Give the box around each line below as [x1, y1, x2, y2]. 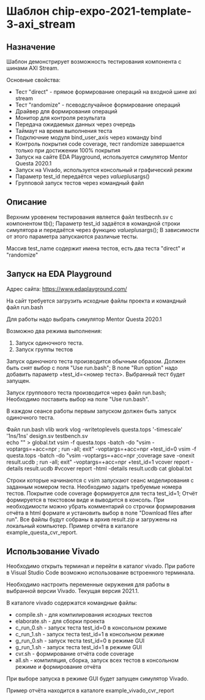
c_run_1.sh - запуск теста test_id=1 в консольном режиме [15, 631, 165, 638]
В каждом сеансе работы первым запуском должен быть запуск [6, 407, 177, 415]
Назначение [6, 42, 56, 52]
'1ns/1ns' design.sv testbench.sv [6, 432, 88, 439]
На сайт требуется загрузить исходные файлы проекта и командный [6, 297, 187, 304]
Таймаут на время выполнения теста [15, 127, 113, 134]
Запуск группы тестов [15, 345, 73, 353]
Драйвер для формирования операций [15, 108, 117, 115]
